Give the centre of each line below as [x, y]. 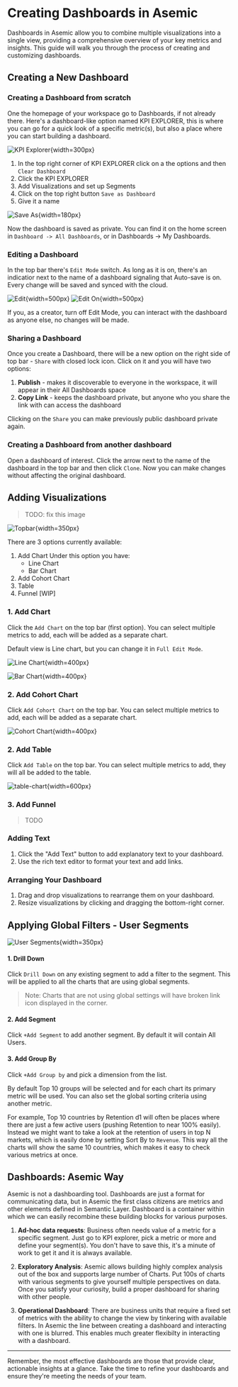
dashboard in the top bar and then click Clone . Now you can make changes [117, 468]
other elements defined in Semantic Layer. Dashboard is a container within [116, 1209]
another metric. [30, 1103]
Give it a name [39, 201]
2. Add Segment [32, 1019]
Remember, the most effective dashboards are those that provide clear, [111, 1361]
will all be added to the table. [49, 773]
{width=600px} [69, 786]
